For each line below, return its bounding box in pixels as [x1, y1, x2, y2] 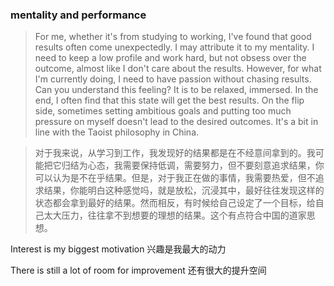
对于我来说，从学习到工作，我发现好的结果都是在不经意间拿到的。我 [34, 147, 316, 159]
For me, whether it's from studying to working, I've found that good [34, 31, 312, 43]
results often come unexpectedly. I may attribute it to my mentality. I [34, 41, 315, 53]
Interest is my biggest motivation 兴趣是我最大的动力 [10, 243, 227, 255]
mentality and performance [10, 8, 147, 22]
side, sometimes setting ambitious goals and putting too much [34, 105, 292, 117]
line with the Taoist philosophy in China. [34, 126, 200, 138]
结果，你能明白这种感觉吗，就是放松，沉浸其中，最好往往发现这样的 [43, 184, 325, 197]
